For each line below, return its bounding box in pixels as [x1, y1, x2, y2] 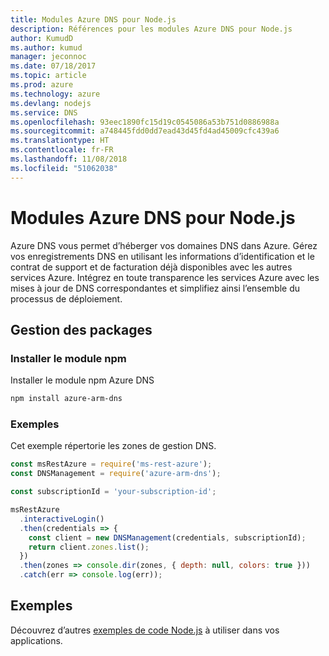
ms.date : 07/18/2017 [10, 61, 97, 71]
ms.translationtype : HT [10, 136, 110, 146]
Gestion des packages [10, 321, 153, 338]
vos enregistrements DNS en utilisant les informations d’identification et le [10, 250, 315, 262]
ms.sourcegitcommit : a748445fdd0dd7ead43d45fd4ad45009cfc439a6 [10, 126, 280, 136]
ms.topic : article [10, 71, 87, 81]
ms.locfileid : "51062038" [10, 163, 118, 173]
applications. [10, 634, 63, 646]
